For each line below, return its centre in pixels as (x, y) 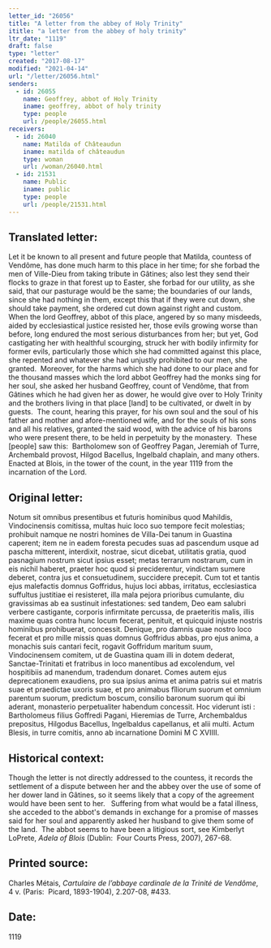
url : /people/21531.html (65, 204)
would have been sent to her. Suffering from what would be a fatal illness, (133, 803)
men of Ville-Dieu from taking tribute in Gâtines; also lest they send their (129, 274)
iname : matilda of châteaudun (74, 152)
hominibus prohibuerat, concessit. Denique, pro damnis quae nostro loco (130, 629)
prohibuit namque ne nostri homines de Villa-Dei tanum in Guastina (120, 534)
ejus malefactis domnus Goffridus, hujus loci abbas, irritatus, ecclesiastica (133, 586)
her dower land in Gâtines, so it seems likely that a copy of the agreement (131, 795)
